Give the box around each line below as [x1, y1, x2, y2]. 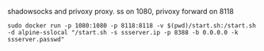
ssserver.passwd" [7, 35, 65, 43]
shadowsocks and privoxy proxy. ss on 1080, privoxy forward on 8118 [7, 7, 235, 16]
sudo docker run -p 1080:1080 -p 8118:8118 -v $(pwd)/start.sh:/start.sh [7, 22, 257, 30]
